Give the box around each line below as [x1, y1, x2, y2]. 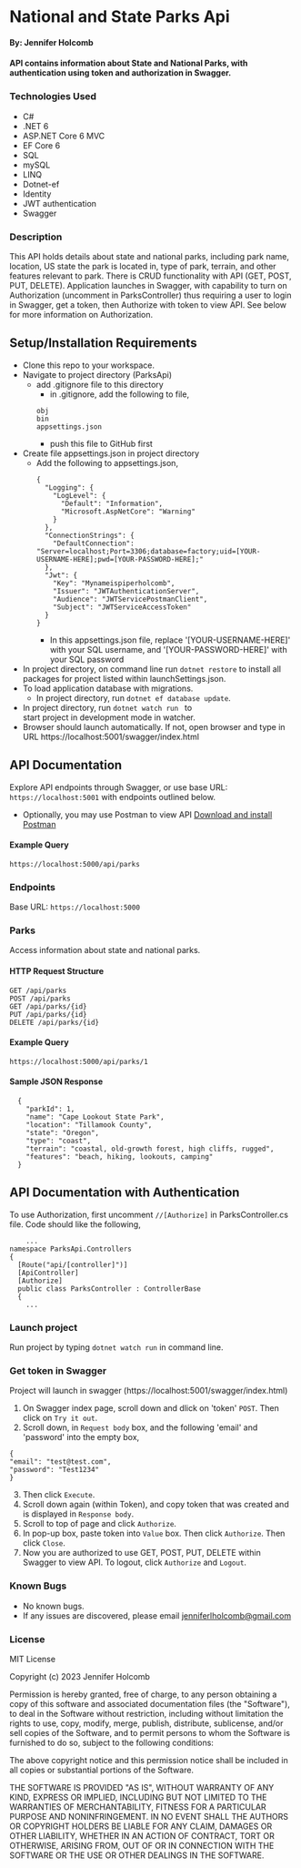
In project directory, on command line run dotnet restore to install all [22, 663, 282, 675]
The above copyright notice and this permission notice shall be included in [9, 1755, 288, 1765]
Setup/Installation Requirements [9, 335, 197, 351]
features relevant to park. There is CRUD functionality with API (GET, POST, [9, 270, 293, 281]
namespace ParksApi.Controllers [9, 1244, 132, 1254]
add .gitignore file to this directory [35, 379, 164, 390]
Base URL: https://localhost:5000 [9, 901, 141, 912]
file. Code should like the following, [9, 1218, 141, 1230]
